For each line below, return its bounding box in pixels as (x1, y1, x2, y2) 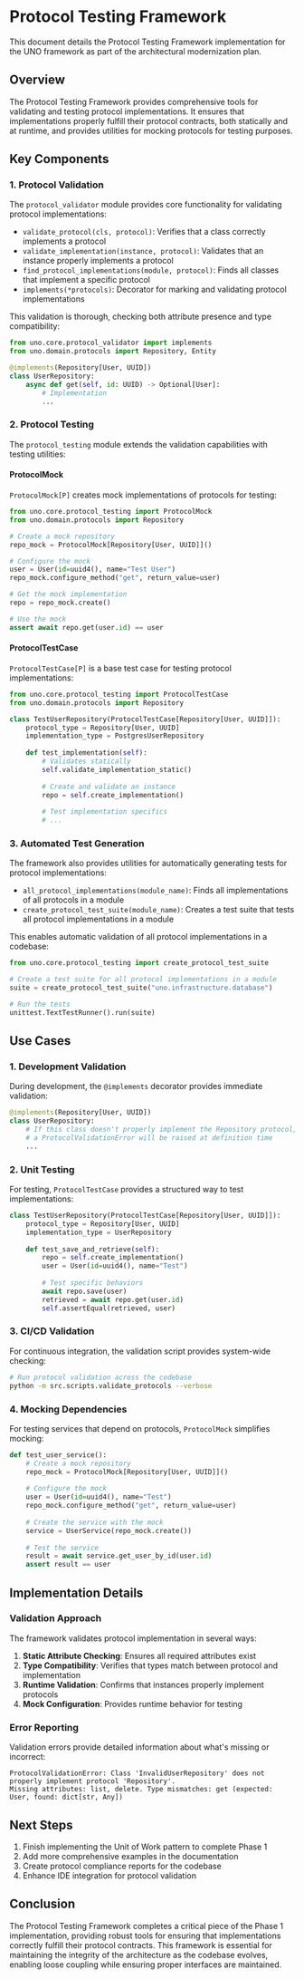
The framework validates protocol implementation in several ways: (9, 1633, 258, 1644)
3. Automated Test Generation (9, 836, 145, 849)
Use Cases (9, 1033, 71, 1048)
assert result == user (25, 1560, 111, 1569)
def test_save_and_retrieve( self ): (25, 1244, 160, 1254)
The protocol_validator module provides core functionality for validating (9, 199, 282, 210)
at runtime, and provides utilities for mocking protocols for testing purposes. (9, 125, 294, 136)
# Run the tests (9, 999, 71, 1009)
